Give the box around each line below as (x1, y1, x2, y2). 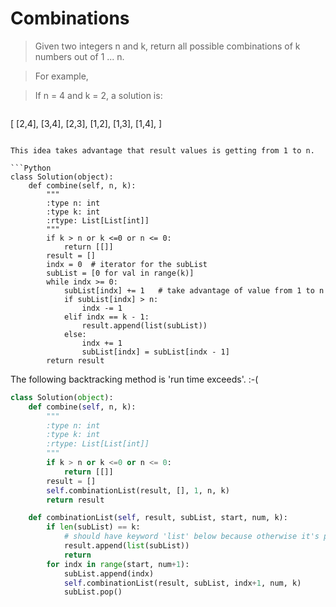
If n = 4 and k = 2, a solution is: (34, 89, 163, 101)
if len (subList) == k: (46, 522, 141, 532)
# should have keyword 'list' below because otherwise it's (63, 532, 320, 542)
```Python (10, 163, 52, 173)
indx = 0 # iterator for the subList (46, 259, 208, 269)
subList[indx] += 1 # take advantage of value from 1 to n (63, 285, 325, 296)
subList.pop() (63, 587, 123, 597)
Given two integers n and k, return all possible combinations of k (34, 40, 301, 52)
